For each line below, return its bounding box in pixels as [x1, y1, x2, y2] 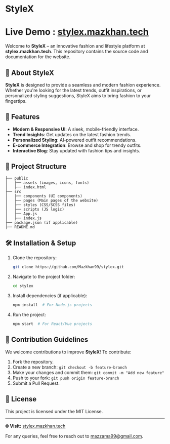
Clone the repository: [12, 255, 57, 261]
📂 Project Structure [5, 163, 67, 171]
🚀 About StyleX [5, 68, 54, 77]
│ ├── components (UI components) [5, 193, 82, 198]
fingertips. [5, 98, 27, 104]
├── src [5, 189, 22, 194]
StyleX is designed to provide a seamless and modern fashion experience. [5, 82, 161, 88]
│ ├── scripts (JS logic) [5, 207, 65, 212]
